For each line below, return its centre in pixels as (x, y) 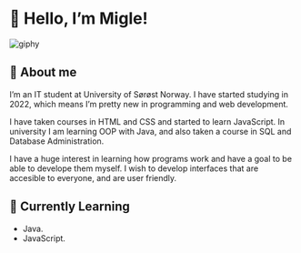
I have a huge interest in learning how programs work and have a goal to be (151, 158)
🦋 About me (43, 72)
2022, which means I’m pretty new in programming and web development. (149, 104)
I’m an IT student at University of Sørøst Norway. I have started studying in (149, 94)
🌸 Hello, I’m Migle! (79, 19)
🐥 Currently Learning (70, 207)
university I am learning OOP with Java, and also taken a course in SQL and (150, 131)
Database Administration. (57, 141)
